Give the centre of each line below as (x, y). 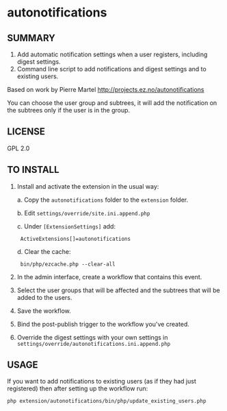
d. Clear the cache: (44, 251)
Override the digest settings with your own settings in (92, 337)
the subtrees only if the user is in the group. (69, 110)
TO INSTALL (33, 170)
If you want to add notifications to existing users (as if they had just (102, 381)
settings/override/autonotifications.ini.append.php (94, 344)
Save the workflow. (44, 311)
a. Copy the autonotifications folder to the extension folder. (103, 200)
